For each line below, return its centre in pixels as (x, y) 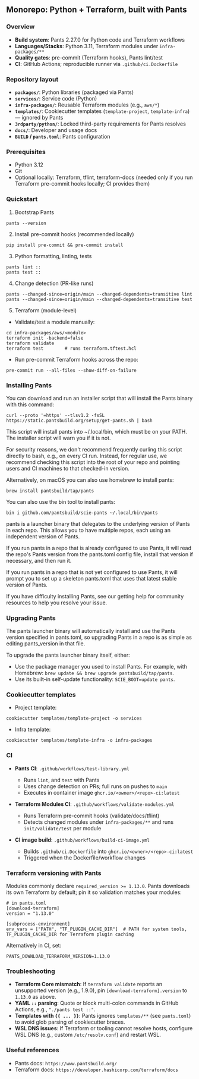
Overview (20, 27)
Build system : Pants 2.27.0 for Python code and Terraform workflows (100, 40)
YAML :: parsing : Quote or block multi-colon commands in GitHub (97, 1003)
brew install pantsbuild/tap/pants (50, 491)
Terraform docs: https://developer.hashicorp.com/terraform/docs (97, 1069)
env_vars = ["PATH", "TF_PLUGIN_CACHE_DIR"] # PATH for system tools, (97, 929)
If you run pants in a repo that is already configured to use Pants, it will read (99, 548)
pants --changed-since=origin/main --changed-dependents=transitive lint (99, 294)
